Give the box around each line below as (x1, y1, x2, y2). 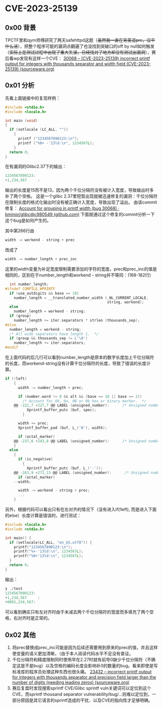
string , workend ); (107, 300, 145, 305)
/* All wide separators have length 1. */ (9, 331, 98, 337)
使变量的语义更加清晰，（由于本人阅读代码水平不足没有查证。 (12, 651, 133, 657)
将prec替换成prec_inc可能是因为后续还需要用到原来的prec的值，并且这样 (12, 644, 158, 651)
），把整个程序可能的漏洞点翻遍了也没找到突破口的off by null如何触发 (17, 43, 155, 49)
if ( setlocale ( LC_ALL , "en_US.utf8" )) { (9, 540, 92, 545)
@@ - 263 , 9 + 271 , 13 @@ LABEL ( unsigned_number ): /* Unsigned (14, 470, 149, 475)
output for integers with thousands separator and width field (5, 61, 126, 67)
